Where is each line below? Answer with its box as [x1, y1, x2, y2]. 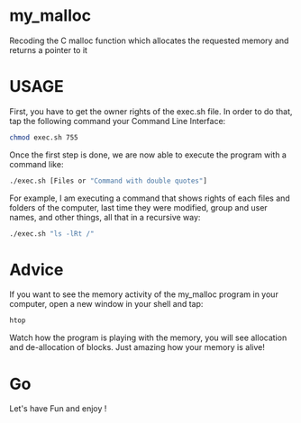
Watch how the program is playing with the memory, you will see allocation [9, 332, 287, 343]
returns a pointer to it [9, 44, 88, 55]
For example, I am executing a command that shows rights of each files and [9, 193, 290, 203]
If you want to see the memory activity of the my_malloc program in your [9, 289, 279, 300]
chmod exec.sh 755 [9, 132, 78, 142]
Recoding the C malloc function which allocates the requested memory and [9, 35, 289, 46]
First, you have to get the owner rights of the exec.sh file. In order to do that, [9, 105, 293, 117]
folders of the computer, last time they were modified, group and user [9, 202, 268, 212]
